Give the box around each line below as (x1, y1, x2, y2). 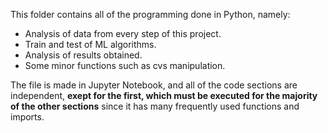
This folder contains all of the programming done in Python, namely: (10, 9, 291, 20)
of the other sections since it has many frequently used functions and (10, 100, 300, 112)
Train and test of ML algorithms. (24, 39, 157, 50)
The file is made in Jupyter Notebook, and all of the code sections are (10, 79, 298, 91)
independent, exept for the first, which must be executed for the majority (10, 90, 318, 101)
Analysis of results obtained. (24, 49, 143, 61)
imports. (10, 111, 45, 123)
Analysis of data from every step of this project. (24, 28, 222, 39)
